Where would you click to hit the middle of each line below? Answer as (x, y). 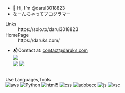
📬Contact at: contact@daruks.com (50, 50)
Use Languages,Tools (28, 80)
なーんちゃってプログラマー (42, 14)
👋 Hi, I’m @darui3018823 (39, 8)
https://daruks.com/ (39, 40)
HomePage (17, 35)
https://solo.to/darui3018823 (48, 29)
